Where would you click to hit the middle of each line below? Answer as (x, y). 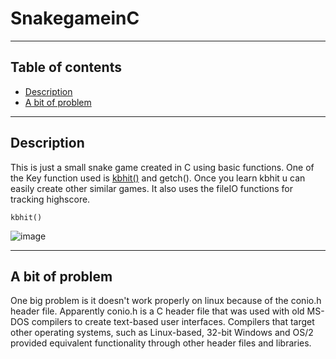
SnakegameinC (75, 18)
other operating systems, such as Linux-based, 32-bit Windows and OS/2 (162, 333)
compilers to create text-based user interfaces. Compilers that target (173, 322)
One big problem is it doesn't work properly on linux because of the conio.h (166, 301)
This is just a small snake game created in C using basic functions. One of (162, 167)
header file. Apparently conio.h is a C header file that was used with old (157, 311)
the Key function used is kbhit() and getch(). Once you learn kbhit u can (158, 178)
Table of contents (66, 67)
